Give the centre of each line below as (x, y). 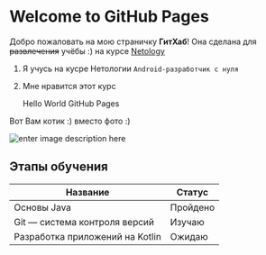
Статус (193, 192)
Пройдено (192, 207)
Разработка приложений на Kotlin (88, 236)
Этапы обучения (59, 167)
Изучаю (187, 222)
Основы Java (43, 207)
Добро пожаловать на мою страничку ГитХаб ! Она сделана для (133, 41)
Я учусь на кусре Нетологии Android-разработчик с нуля (130, 68)
